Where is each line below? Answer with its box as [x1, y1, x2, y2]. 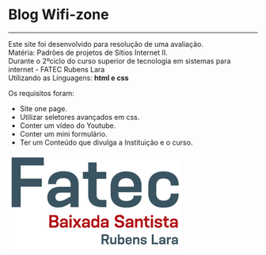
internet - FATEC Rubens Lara [8, 64, 105, 74]
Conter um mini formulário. [19, 129, 108, 138]
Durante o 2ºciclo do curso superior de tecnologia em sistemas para [8, 56, 231, 65]
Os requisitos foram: [8, 88, 75, 98]
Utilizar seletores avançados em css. [19, 112, 140, 122]
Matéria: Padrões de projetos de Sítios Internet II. [8, 48, 168, 57]
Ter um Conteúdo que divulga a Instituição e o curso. [19, 137, 193, 147]
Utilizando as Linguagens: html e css [8, 73, 129, 83]
